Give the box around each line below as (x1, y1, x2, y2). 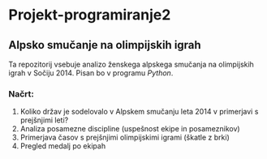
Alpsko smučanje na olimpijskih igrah (8, 38, 201, 52)
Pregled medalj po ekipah (19, 141, 106, 151)
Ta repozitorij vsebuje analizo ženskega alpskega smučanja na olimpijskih (8, 59, 254, 69)
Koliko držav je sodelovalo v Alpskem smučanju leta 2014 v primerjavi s (19, 107, 259, 117)
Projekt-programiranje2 (8, 6, 171, 24)
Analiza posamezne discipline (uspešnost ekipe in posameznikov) (19, 124, 241, 134)
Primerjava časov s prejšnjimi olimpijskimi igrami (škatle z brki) (19, 132, 230, 143)
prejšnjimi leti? (19, 115, 69, 125)
